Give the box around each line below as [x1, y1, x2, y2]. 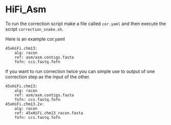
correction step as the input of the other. [5, 73, 90, 80]
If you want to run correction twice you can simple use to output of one [5, 68, 155, 74]
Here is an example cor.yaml [5, 36, 65, 42]
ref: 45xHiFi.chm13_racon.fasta [14, 110, 83, 116]
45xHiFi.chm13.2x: [5, 101, 44, 107]
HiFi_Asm [5, 4, 46, 15]
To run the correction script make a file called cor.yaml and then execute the [5, 20, 166, 27]
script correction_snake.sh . [5, 26, 64, 32]
